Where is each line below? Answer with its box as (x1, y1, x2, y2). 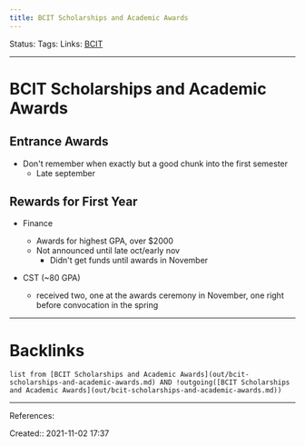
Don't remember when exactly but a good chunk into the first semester (22, 158, 289, 169)
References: (9, 411, 54, 421)
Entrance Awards (9, 134, 109, 150)
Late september (35, 167, 95, 178)
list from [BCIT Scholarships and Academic (9, 370, 177, 380)
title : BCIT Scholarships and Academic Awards (9, 13, 189, 23)
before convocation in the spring (35, 300, 159, 311)
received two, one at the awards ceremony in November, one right (35, 290, 284, 301)
